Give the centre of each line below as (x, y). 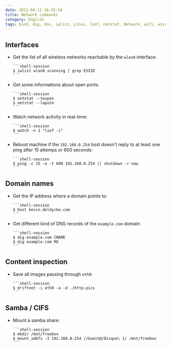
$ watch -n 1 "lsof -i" (38, 131)
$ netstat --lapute (33, 103)
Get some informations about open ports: (56, 85)
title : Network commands (32, 15)
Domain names (30, 184)
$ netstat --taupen (33, 99)
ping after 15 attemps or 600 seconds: (53, 150)
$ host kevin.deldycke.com (41, 210)
